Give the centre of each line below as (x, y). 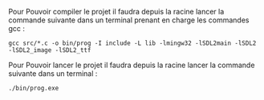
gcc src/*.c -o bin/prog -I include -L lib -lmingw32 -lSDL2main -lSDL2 (132, 43)
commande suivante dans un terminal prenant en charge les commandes (129, 20)
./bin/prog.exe (34, 88)
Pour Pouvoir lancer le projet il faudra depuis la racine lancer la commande (132, 65)
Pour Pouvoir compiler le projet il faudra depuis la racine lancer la (116, 12)
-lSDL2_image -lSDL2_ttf (50, 50)
